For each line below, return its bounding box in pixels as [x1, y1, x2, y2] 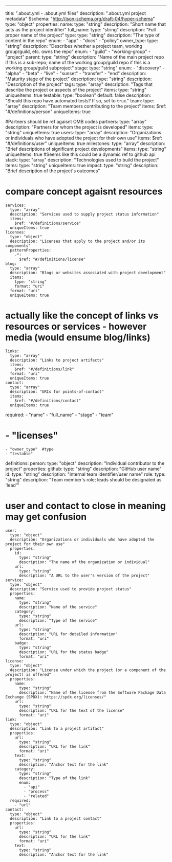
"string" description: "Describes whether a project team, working [5, 43, 142, 49]
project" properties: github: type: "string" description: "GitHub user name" [5, 465, 162, 472]
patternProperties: [10, 247, 52, 253]
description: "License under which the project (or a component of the [10, 667, 166, 673]
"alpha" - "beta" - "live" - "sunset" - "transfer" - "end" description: [5, 70, 146, 76]
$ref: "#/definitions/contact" [14, 398, 81, 403]
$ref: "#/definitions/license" [18, 257, 86, 262]
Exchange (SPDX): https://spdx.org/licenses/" [5, 694, 106, 699]
